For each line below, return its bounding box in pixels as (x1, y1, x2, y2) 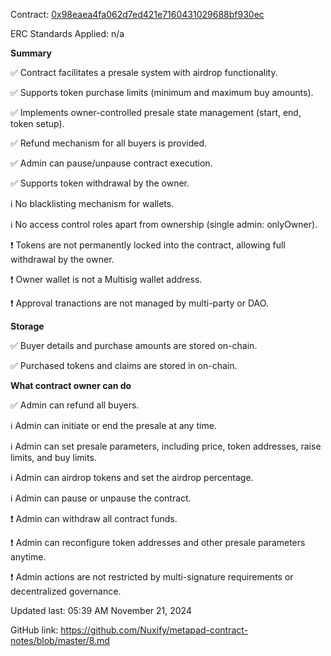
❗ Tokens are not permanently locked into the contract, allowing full (10, 239, 286, 251)
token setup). (10, 118, 65, 129)
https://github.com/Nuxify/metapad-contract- (60, 624, 249, 636)
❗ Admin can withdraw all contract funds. (10, 513, 178, 524)
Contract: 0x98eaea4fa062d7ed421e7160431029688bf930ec (10, 9, 265, 20)
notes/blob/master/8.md (10, 635, 110, 646)
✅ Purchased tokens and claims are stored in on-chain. (10, 360, 238, 371)
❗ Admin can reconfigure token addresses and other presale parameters (10, 537, 306, 548)
